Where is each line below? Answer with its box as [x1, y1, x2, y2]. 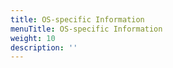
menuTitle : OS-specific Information [10, 24, 163, 34]
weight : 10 [10, 33, 56, 43]
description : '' [10, 42, 78, 53]
